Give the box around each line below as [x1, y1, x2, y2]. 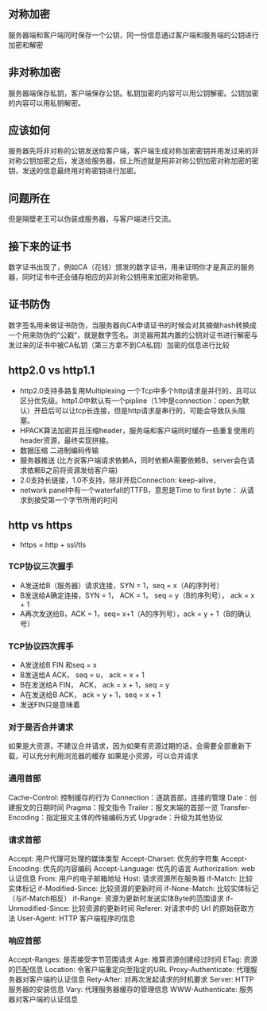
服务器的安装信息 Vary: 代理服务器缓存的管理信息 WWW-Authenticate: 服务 [8, 985, 254, 994]
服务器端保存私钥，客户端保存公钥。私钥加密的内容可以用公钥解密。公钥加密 [8, 88, 259, 98]
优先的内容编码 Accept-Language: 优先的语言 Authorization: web [42, 863, 256, 873]
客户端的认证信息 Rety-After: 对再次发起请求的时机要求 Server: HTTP [29, 974, 254, 984]
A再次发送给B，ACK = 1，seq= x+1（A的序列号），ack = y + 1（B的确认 [19, 609, 252, 618]
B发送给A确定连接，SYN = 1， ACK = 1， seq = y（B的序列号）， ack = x [19, 591, 255, 600]
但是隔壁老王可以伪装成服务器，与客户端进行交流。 [8, 214, 176, 224]
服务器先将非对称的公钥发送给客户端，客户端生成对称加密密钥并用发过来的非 [8, 146, 259, 156]
